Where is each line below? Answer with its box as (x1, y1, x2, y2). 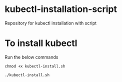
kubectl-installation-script (4, 3, 117, 15)
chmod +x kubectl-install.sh (4, 63, 65, 68)
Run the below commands (4, 54, 58, 60)
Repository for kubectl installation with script (4, 20, 97, 26)
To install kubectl (4, 37, 77, 49)
